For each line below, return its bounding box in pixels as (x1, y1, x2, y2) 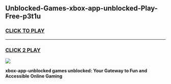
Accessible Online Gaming (5, 73, 63, 79)
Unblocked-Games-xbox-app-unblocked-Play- (5, 4, 158, 13)
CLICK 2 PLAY (5, 46, 41, 53)
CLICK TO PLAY (5, 27, 45, 35)
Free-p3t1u (5, 12, 41, 21)
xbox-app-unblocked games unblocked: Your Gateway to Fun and (5, 67, 148, 73)
